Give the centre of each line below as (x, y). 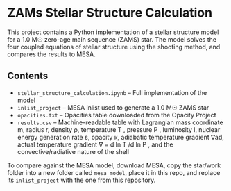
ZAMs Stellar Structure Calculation (110, 13)
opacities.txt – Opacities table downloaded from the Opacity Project (117, 115)
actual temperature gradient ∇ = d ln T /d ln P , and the (95, 144)
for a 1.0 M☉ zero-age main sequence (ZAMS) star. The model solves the (112, 39)
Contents (28, 76)
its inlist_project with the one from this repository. (82, 180)
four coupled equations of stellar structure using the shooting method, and (114, 47)
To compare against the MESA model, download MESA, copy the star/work (114, 165)
